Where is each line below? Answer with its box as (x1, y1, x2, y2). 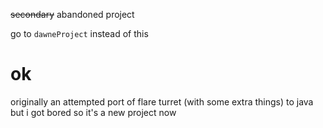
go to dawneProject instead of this (10, 28, 149, 39)
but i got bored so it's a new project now (10, 106, 177, 118)
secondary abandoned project (10, 9, 135, 20)
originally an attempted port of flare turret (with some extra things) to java (10, 95, 314, 108)
